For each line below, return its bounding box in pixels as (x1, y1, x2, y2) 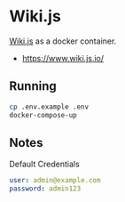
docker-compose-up (9, 110, 77, 119)
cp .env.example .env (9, 102, 90, 111)
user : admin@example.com (9, 176, 101, 185)
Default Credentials (9, 158, 80, 170)
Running (9, 78, 58, 94)
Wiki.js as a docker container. (9, 36, 117, 46)
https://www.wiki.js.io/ (21, 53, 105, 63)
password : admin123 (9, 184, 82, 193)
